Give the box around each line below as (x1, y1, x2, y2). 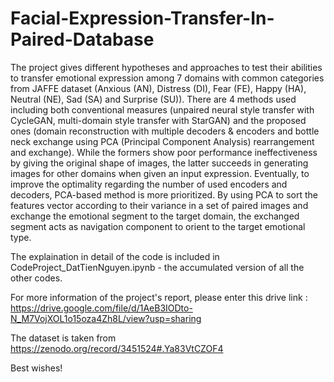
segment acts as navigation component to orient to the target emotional (10, 220, 306, 232)
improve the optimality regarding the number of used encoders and (10, 178, 288, 190)
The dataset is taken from (10, 332, 117, 344)
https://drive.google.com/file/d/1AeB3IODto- (10, 302, 193, 314)
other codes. (10, 272, 63, 284)
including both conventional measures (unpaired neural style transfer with (10, 103, 315, 116)
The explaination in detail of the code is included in (10, 250, 220, 262)
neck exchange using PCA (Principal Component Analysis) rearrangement (10, 135, 315, 147)
